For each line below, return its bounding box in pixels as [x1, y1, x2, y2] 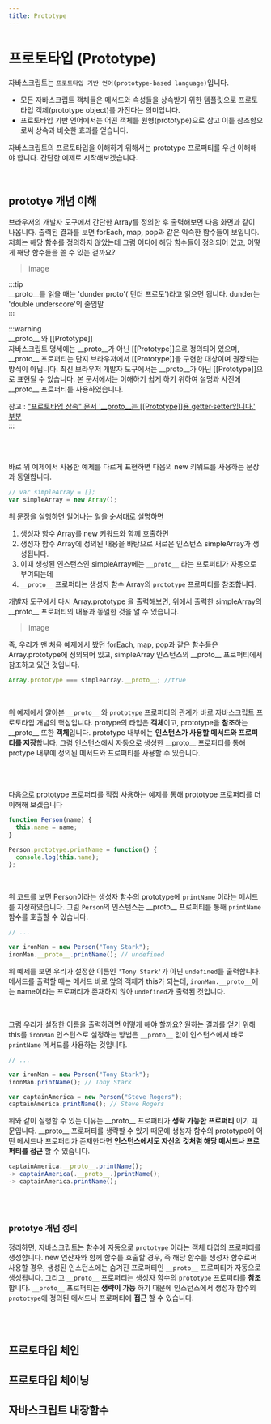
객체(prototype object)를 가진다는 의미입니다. [35, 105, 180, 114]
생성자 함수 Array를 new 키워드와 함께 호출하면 [19, 528, 170, 539]
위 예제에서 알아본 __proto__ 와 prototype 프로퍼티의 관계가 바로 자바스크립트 [8, 708, 255, 717]
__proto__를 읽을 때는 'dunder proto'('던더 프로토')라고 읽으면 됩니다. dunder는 [8, 289, 260, 299]
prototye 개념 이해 [8, 194, 97, 207]
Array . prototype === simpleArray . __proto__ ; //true [8, 676, 186, 685]
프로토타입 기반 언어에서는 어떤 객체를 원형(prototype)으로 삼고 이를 [19, 115, 235, 125]
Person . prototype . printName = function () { [8, 845, 158, 853]
